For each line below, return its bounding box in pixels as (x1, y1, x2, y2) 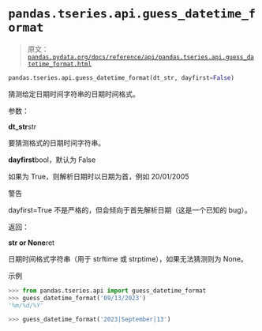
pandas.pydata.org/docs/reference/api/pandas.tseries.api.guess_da (27, 53, 254, 61)
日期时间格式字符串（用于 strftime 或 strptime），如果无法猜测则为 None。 (8, 254, 249, 263)
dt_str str (8, 122, 37, 131)
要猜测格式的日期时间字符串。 (8, 137, 105, 148)
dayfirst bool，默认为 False (8, 155, 96, 164)
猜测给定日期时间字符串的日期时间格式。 (8, 89, 140, 99)
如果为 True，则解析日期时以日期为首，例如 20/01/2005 (8, 171, 189, 181)
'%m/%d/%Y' (8, 301, 44, 310)
